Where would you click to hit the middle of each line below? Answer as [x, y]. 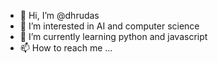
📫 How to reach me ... [66, 48]
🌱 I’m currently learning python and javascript [113, 36]
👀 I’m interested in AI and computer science [109, 26]
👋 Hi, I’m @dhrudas [59, 15]
